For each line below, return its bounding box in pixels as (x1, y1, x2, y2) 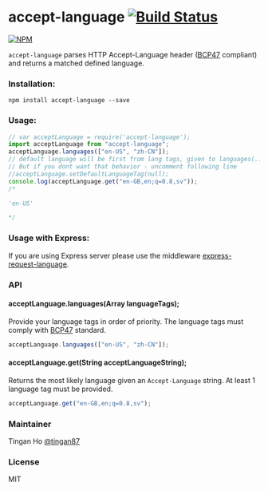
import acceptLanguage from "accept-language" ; (8, 140, 170, 148)
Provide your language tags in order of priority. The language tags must (8, 316, 244, 326)
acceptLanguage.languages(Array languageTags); (8, 299, 179, 309)
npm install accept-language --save (8, 97, 130, 105)
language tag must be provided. (8, 384, 113, 393)
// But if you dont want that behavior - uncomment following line (8, 163, 238, 171)
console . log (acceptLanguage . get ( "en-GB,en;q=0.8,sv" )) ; (8, 177, 198, 185)
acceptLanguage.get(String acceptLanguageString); (8, 358, 187, 367)
